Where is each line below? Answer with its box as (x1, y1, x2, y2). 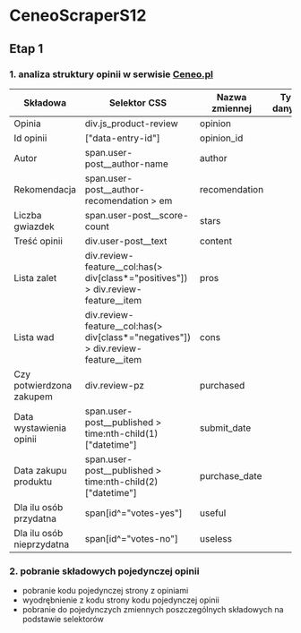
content (200, 235, 233, 247)
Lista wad (13, 330, 55, 343)
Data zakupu (13, 464, 67, 476)
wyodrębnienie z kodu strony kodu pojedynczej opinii (21, 595, 219, 605)
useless (200, 532, 233, 544)
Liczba (13, 209, 42, 221)
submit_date (200, 422, 252, 434)
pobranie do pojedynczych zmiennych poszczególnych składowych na (21, 604, 284, 615)
